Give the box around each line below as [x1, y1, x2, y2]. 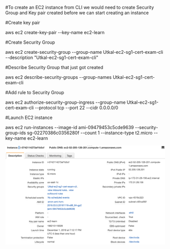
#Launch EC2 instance [5, 114, 53, 120]
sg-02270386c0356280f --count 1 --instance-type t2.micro [27, 130, 153, 136]
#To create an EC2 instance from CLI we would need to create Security [5, 5, 154, 10]
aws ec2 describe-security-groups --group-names [5, 74, 112, 80]
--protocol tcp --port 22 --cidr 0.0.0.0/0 [35, 105, 118, 111]
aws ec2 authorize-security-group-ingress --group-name [5, 99, 126, 105]
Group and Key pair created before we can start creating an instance [5, 10, 149, 16]
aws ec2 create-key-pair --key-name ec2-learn [5, 29, 105, 35]
